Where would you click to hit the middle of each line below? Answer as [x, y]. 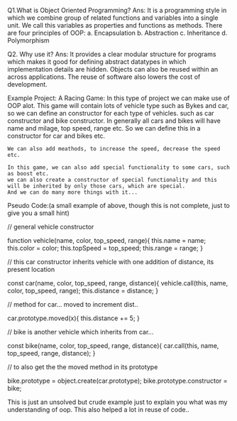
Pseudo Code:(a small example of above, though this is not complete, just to [119, 206]
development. [27, 84]
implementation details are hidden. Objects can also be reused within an [113, 69]
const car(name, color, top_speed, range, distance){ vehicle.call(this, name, [118, 283]
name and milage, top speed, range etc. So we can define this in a [104, 128]
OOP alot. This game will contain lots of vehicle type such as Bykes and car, [118, 105]
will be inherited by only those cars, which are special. [97, 186]
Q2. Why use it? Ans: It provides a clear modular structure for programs [112, 54]
